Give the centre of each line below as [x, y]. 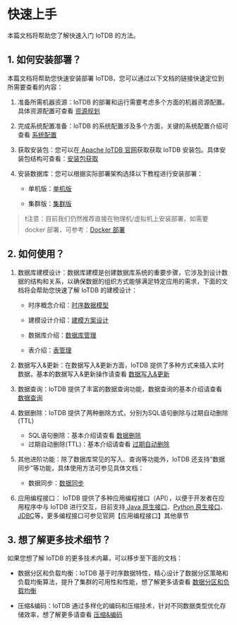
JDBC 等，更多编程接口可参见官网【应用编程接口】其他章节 [103, 516]
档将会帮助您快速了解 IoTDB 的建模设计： [78, 290]
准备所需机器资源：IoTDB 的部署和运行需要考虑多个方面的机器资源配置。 [123, 102]
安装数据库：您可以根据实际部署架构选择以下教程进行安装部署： [110, 173]
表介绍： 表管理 [50, 350]
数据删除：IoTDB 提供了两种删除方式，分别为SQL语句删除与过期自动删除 [123, 412]
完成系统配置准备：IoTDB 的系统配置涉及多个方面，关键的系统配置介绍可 [123, 126]
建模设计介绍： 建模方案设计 [68, 320]
